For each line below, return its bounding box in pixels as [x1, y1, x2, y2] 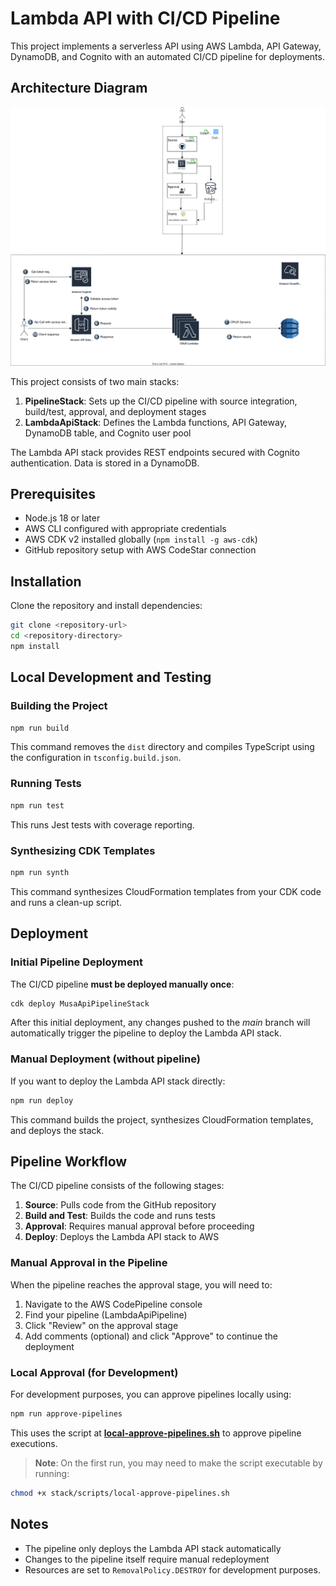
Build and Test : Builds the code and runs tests [24, 1210, 216, 1222]
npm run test [10, 800, 65, 811]
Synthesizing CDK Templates [10, 843, 156, 857]
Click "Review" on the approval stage [24, 1319, 179, 1331]
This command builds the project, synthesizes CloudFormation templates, [10, 1113, 314, 1126]
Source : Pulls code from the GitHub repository [24, 1199, 217, 1211]
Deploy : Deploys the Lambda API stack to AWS [24, 1231, 220, 1243]
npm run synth [10, 867, 70, 877]
